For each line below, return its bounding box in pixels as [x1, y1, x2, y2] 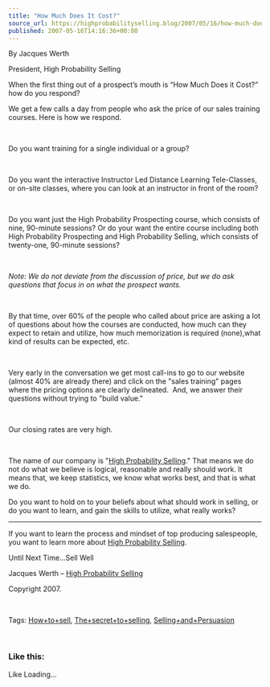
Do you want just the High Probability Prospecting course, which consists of [8, 215, 260, 224]
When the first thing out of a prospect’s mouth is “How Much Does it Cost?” [8, 80, 259, 89]
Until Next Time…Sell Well [8, 553, 94, 563]
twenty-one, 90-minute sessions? [8, 241, 121, 250]
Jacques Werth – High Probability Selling [8, 569, 143, 578]
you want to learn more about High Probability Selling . [8, 537, 187, 547]
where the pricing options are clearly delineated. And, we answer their [8, 385, 243, 395]
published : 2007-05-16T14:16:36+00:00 [8, 27, 138, 35]
